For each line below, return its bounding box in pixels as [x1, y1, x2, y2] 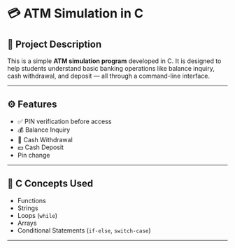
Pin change [17, 151, 50, 159]
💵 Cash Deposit [17, 143, 64, 151]
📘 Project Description [7, 38, 102, 50]
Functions [17, 196, 47, 205]
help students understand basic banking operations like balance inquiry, [7, 64, 215, 72]
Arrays [17, 219, 37, 227]
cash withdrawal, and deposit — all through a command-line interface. [7, 71, 211, 80]
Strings [17, 204, 38, 212]
